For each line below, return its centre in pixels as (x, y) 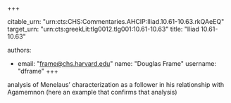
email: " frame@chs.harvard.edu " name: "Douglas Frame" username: (117, 63)
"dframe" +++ (38, 71)
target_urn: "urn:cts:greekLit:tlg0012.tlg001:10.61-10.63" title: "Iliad (103, 29)
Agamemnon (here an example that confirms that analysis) (92, 92)
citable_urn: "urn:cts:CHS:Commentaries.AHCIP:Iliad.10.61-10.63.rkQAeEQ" (116, 21)
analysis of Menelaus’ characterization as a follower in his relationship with (116, 84)
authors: (19, 50)
